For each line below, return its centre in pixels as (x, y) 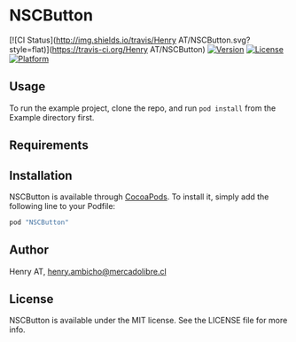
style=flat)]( (31, 49)
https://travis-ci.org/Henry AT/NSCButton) (129, 49)
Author (29, 250)
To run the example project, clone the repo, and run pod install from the (143, 108)
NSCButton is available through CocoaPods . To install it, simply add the (139, 197)
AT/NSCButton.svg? (214, 40)
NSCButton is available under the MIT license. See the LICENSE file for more (148, 321)
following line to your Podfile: (62, 206)
